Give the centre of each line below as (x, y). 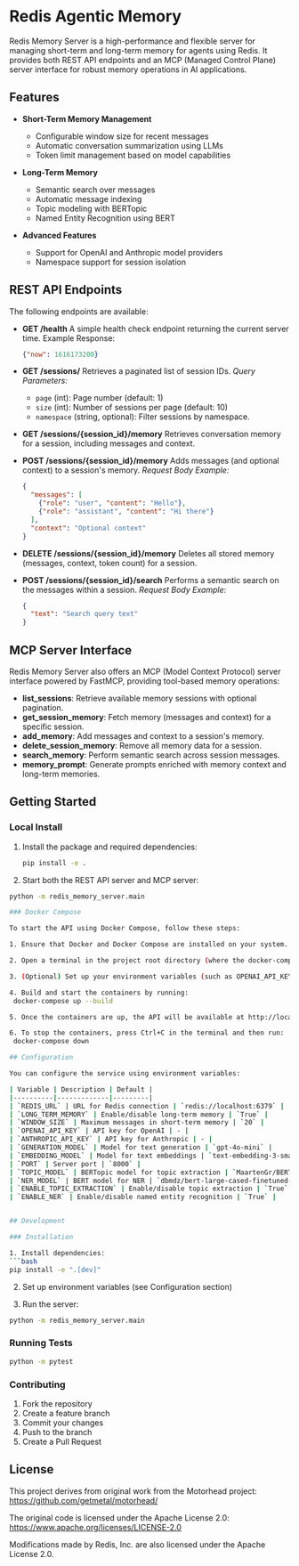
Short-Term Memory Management (87, 118)
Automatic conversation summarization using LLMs (129, 145)
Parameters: (45, 381)
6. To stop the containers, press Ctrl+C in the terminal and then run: (147, 1033)
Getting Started (53, 802)
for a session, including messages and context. (109, 443)
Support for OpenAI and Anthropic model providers (129, 252)
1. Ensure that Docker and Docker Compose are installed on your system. (149, 945)
